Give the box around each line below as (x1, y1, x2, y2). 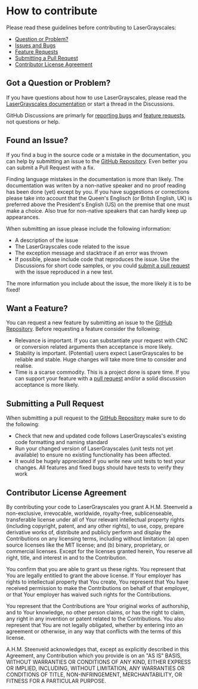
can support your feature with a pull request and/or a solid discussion (14, 375, 186, 382)
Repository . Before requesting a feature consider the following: (6, 325, 161, 333)
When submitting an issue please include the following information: (6, 225, 171, 232)
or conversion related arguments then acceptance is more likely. (14, 343, 173, 350)
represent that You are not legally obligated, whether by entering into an (6, 622, 183, 628)
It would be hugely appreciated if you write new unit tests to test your (14, 458, 186, 465)
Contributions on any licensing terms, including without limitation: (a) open (6, 535, 189, 542)
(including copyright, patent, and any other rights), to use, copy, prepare (6, 523, 184, 529)
